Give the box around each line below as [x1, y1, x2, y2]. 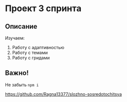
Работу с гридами [12, 55, 50, 61]
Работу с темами [12, 50, 48, 55]
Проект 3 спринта [5, 3, 82, 14]
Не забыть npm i [5, 82, 39, 87]
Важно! [5, 69, 29, 77]
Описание [5, 22, 37, 31]
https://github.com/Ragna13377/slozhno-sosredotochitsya [5, 91, 122, 97]
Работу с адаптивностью [12, 45, 65, 50]
